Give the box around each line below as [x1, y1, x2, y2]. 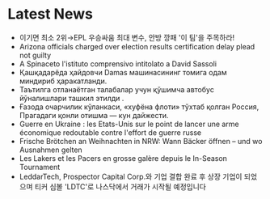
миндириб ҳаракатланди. [19, 76, 108, 86]
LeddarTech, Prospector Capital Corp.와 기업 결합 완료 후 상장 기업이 [19, 171, 243, 181]
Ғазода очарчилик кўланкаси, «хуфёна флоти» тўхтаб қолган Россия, [19, 102, 259, 112]
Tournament [19, 162, 61, 171]
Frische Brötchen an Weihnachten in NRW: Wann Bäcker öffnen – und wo [19, 136, 263, 146]
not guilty [19, 50, 52, 60]
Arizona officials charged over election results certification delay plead [19, 41, 255, 51]
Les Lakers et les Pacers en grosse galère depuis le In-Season [19, 153, 228, 163]
